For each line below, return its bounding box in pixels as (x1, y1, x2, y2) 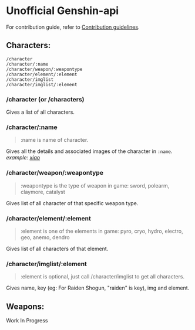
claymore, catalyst (20, 188, 66, 195)
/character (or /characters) (6, 95, 85, 103)
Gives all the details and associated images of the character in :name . (6, 148, 173, 155)
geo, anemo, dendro (20, 233, 70, 241)
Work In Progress (6, 317, 48, 324)
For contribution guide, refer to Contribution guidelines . (6, 23, 140, 30)
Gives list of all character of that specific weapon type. (6, 199, 139, 206)
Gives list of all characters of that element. (6, 245, 109, 252)
